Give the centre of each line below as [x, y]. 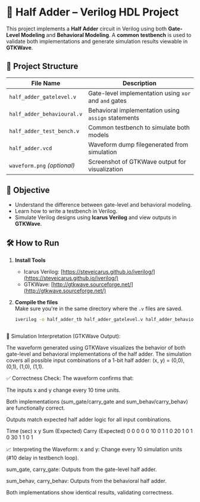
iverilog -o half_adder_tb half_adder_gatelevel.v [79, 320]
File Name [46, 83]
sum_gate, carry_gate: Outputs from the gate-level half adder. [82, 469]
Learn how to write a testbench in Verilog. [66, 211]
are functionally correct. [36, 408]
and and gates [107, 101]
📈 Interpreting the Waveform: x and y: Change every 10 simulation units [94, 450]
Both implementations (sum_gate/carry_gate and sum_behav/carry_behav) [97, 402]
